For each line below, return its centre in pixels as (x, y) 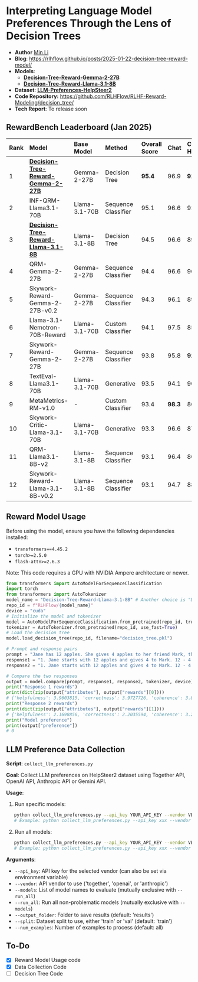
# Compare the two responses (42, 676)
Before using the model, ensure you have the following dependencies (90, 531)
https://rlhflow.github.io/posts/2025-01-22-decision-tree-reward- (109, 58)
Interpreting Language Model (79, 11)
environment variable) (41, 877)
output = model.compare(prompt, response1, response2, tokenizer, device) (100, 681)
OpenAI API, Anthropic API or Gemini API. (56, 781)
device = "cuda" (26, 611)
